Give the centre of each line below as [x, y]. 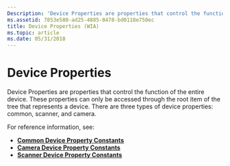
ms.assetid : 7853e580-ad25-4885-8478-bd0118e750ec [81, 20]
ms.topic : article [33, 33]
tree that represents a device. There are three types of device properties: [110, 106]
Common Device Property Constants [71, 141]
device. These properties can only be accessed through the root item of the [114, 99]
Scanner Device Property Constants [69, 155]
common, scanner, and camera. [52, 114]
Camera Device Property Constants [69, 147]
